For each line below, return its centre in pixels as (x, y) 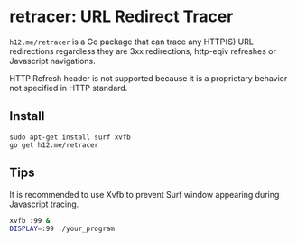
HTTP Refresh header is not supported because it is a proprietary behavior (148, 78)
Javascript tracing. (44, 204)
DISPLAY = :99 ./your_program (62, 229)
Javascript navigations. (53, 60)
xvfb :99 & (30, 220)
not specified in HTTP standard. (69, 88)
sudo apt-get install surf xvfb (70, 137)
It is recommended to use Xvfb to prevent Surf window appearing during (144, 194)
